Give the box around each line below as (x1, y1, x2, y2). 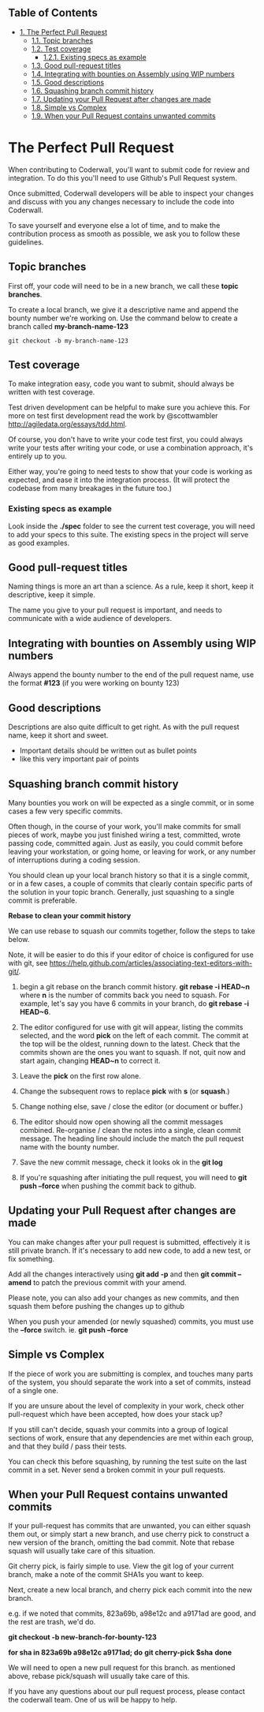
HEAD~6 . (19, 1007, 51, 1016)
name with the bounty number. (19, 1142, 120, 1151)
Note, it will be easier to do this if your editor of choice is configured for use (8, 950, 254, 959)
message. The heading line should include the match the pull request (19, 1134, 244, 1143)
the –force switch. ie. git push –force (8, 1325, 128, 1334)
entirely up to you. (8, 451, 67, 461)
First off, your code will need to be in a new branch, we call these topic (8, 281, 239, 290)
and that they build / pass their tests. (8, 1441, 128, 1451)
